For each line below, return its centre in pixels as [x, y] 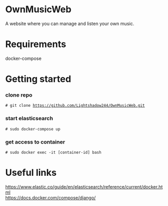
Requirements [36, 44]
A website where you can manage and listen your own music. [70, 24]
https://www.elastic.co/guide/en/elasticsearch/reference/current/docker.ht [84, 187]
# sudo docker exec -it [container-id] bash [53, 152]
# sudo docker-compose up [33, 129]
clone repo [19, 95]
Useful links [31, 173]
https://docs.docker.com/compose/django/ [51, 197]
